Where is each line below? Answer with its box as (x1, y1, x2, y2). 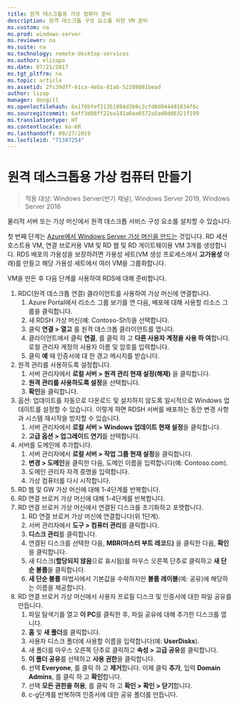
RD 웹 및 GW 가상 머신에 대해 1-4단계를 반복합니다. (17, 486, 161, 494)
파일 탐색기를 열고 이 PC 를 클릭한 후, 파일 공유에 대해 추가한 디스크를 (28, 610, 220, 619)
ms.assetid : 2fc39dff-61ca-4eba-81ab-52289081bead (7, 83, 161, 91)
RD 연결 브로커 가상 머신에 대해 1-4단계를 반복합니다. (17, 494, 166, 503)
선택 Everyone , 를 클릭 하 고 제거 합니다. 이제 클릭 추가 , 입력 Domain (28, 664, 221, 672)
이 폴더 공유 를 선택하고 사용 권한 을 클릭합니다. (28, 655, 156, 663)
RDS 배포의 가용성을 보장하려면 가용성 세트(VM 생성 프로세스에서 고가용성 (16, 250, 223, 259)
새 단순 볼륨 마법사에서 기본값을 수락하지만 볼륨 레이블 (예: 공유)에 (28, 575, 210, 583)
